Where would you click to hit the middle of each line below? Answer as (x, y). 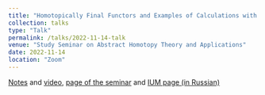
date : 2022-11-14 (37, 52)
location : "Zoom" (37, 60)
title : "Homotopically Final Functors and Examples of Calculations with (133, 15)
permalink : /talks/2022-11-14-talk (67, 38)
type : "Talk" (30, 30)
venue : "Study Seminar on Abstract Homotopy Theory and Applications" (127, 45)
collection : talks (38, 23)
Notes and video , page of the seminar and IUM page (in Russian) (114, 82)
